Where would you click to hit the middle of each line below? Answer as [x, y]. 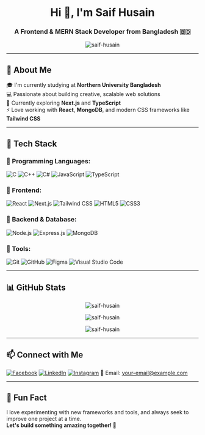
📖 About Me [29, 70]
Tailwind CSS [23, 119]
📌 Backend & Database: [41, 220]
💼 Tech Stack [32, 143]
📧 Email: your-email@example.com [144, 373]
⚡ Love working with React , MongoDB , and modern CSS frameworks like [98, 110]
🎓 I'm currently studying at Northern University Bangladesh [84, 85]
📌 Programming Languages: [49, 161]
